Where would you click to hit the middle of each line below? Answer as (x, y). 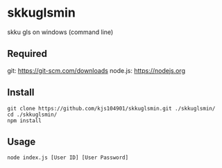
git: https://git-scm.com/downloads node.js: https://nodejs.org (96, 70)
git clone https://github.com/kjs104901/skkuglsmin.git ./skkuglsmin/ (111, 108)
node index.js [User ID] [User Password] (68, 158)
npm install (24, 120)
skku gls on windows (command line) (60, 32)
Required (27, 54)
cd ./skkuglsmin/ (32, 115)
